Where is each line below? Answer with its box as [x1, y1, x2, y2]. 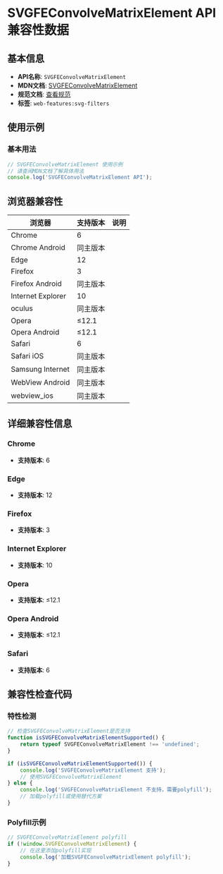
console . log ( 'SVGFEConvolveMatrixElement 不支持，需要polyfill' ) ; [20, 787, 212, 794]
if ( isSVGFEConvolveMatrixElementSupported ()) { [7, 760, 153, 767]
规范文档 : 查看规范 [17, 90, 71, 98]
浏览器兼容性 [7, 195, 63, 207]
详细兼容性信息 [7, 418, 72, 430]
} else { [7, 779, 33, 787]
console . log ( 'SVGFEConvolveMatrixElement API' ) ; [7, 174, 153, 181]
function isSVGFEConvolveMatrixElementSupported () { [7, 734, 165, 741]
